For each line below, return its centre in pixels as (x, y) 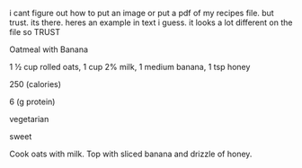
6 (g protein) (32, 102)
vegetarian (29, 119)
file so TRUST (35, 32)
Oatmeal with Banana (49, 49)
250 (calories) (35, 84)
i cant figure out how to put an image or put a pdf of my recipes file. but (142, 13)
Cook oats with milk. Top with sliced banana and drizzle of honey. (131, 154)
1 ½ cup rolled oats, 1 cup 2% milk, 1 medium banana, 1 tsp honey (130, 67)
